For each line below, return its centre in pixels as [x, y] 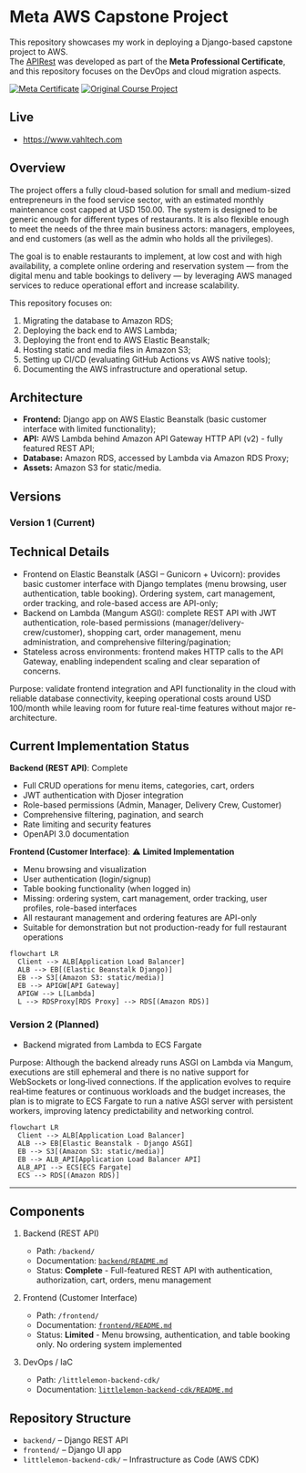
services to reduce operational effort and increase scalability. [124, 285]
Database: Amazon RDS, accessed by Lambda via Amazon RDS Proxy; [156, 458]
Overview [38, 168]
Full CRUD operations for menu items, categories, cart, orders [138, 786]
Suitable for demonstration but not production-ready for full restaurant [154, 928]
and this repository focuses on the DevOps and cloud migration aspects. [145, 71]
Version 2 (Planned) [55, 1025]
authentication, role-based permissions [96, 623]
